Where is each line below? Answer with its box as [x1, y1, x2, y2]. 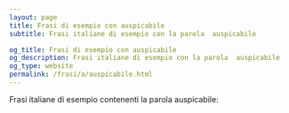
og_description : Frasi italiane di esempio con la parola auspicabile [9, 54, 280, 63]
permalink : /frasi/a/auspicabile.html [9, 70, 153, 79]
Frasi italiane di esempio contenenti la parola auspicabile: [9, 94, 220, 104]
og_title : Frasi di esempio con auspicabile [9, 45, 177, 54]
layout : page [9, 12, 58, 22]
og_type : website [9, 62, 74, 71]
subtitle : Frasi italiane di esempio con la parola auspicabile [9, 29, 256, 38]
